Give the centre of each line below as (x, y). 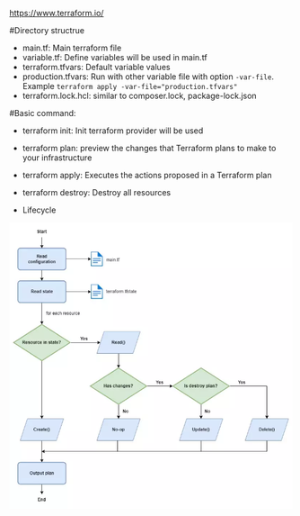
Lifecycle (39, 210)
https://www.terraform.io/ (57, 13)
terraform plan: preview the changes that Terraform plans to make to (149, 148)
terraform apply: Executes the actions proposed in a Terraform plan (147, 175)
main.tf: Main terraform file (72, 48)
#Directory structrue (47, 30)
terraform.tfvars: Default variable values (96, 67)
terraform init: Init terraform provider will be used (113, 131)
